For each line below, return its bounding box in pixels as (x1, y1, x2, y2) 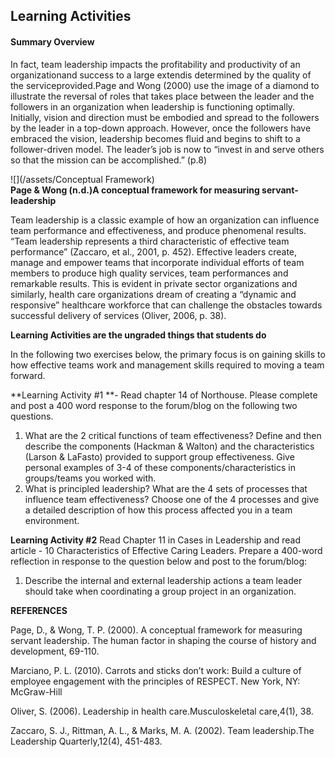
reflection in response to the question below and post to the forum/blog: (10, 555, 308, 567)
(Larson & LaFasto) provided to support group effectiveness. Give (24, 450, 295, 463)
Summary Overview (10, 35, 95, 48)
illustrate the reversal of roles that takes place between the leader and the (10, 90, 315, 102)
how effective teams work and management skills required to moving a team (10, 359, 325, 371)
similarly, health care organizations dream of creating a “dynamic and (10, 288, 297, 300)
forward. (10, 369, 46, 381)
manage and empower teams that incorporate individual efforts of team (10, 256, 305, 268)
